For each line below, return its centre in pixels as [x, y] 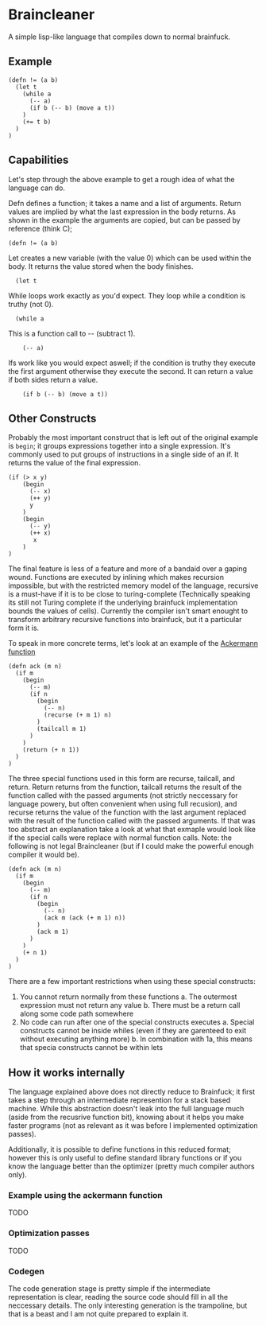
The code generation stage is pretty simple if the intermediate [109, 1289]
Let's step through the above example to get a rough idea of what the [122, 179]
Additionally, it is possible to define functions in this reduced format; [120, 1149]
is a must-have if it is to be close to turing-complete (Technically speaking [129, 594]
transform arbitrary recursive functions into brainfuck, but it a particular [125, 620]
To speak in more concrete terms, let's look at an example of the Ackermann [133, 644]
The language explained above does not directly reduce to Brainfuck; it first [132, 1092]
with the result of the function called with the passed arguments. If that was [132, 821]
